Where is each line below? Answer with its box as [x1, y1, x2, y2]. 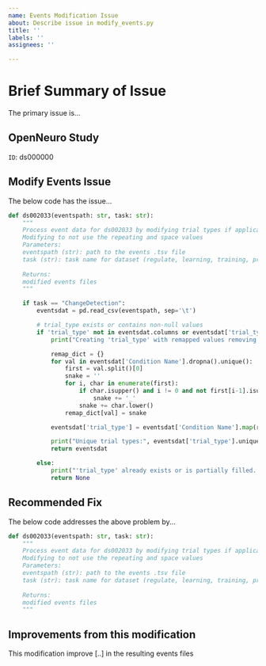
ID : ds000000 [8, 152, 54, 162]
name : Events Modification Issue [8, 11, 119, 20]
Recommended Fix [8, 496, 103, 509]
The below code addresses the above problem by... [8, 516, 176, 527]
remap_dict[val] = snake [64, 409, 147, 417]
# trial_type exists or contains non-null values [36, 322, 203, 329]
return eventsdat [50, 445, 108, 453]
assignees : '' [8, 41, 55, 49]
